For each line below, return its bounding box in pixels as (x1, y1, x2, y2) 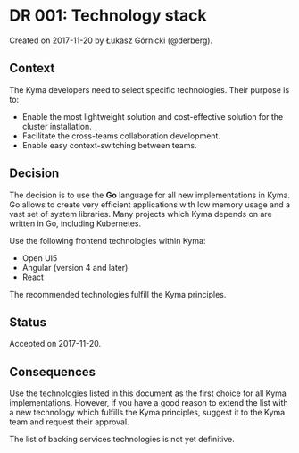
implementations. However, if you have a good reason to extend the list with (9, 398, 288, 408)
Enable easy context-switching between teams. (21, 139, 198, 150)
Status (9, 315, 47, 330)
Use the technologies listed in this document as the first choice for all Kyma (9, 388, 287, 398)
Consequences (9, 364, 96, 380)
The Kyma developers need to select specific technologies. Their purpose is (9, 84, 290, 95)
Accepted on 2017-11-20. (9, 339, 101, 349)
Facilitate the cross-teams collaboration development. (21, 130, 221, 141)
